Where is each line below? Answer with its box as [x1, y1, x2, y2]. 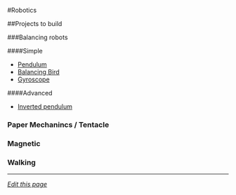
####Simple [7, 47, 44, 55]
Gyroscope [17, 75, 51, 83]
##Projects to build [7, 20, 63, 27]
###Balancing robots [7, 33, 68, 41]
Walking [7, 157, 37, 167]
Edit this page [7, 180, 48, 189]
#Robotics [7, 6, 37, 14]
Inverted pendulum [17, 102, 72, 111]
